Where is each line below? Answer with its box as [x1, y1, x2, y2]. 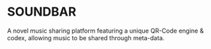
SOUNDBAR [7, 4, 77, 20]
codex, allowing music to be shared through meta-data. [7, 33, 165, 42]
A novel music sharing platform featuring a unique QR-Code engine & [7, 27, 204, 35]
